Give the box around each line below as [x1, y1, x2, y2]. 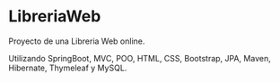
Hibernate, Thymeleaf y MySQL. [8, 62, 127, 73]
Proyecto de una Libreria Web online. [8, 36, 145, 46]
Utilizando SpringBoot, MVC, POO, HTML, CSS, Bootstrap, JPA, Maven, [8, 53, 271, 63]
